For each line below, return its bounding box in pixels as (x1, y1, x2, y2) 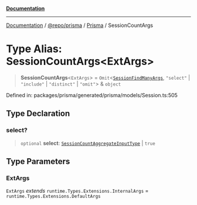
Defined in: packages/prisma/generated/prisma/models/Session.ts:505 (6, 91, 178, 98)
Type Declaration (6, 108, 70, 119)
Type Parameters (6, 156, 70, 166)
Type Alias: (6, 42, 63, 56)
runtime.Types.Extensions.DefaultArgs (6, 193, 101, 200)
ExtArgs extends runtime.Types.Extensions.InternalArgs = (6, 187, 149, 194)
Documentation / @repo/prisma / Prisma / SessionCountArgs (6, 22, 154, 29)
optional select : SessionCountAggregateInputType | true (20, 139, 155, 146)
